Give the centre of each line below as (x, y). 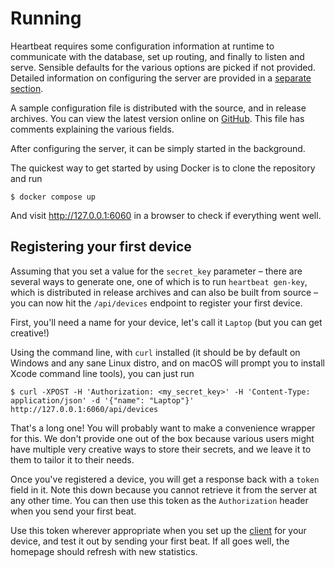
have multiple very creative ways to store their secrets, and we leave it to (161, 449)
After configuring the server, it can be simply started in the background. (158, 148)
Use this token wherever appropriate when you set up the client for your (158, 530)
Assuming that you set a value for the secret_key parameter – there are (156, 271)
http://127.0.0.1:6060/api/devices (84, 409)
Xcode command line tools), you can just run (102, 373)
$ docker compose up (53, 197)
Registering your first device (101, 247)
